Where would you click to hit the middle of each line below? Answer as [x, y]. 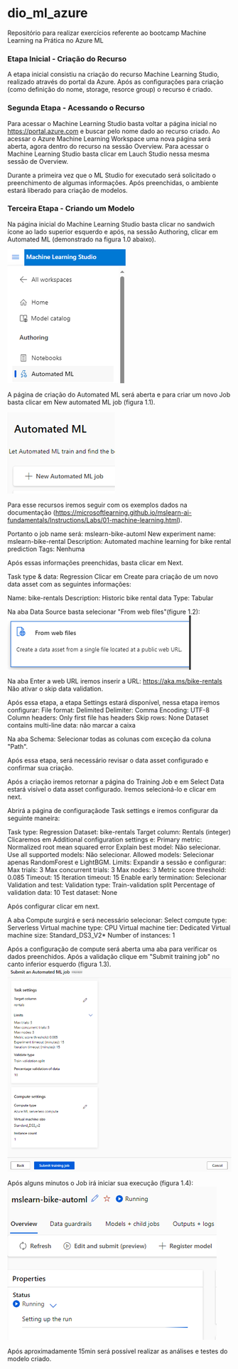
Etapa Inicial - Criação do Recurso [67, 58]
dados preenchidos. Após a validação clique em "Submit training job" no [114, 956]
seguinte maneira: [34, 818]
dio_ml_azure [48, 13]
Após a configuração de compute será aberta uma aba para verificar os [112, 949]
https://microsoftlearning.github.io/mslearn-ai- [123, 512]
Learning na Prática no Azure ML [56, 40]
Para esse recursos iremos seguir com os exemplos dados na [97, 505]
